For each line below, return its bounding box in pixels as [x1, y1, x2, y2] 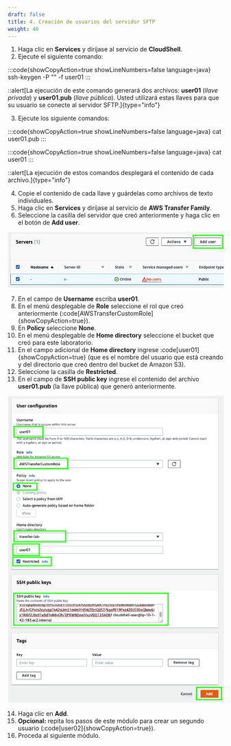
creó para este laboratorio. [17, 338, 93, 347]
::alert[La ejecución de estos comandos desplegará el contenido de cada [8, 169, 215, 177]
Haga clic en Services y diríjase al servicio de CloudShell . [17, 45, 182, 54]
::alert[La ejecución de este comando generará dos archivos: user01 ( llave [8, 86, 219, 95]
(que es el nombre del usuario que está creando [87, 353, 223, 361]
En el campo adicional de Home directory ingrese [17, 345, 159, 353]
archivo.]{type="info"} [8, 176, 71, 185]
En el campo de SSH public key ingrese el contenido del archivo [17, 375, 199, 383]
